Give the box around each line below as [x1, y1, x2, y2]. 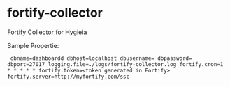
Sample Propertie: [7, 41, 59, 49]
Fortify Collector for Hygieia [7, 28, 87, 36]
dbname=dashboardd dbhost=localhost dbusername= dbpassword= [10, 54, 192, 62]
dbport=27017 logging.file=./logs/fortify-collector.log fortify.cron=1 [7, 61, 224, 68]
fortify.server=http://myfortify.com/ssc [7, 73, 130, 80]
